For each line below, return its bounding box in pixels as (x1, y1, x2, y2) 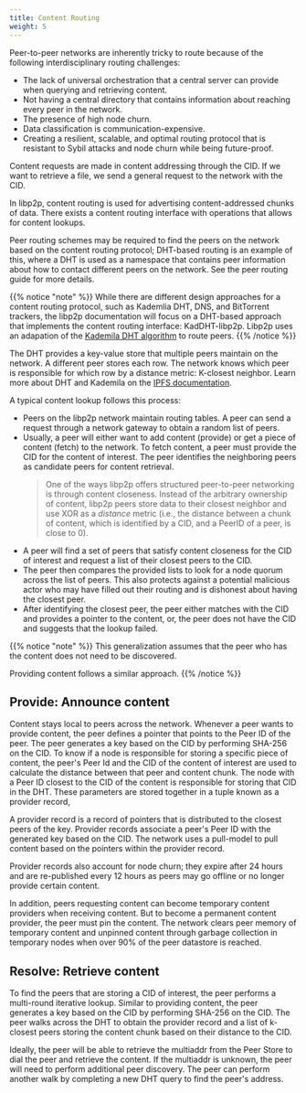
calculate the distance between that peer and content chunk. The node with (9, 767, 295, 778)
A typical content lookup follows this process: (9, 394, 181, 405)
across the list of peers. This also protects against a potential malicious (22, 573, 290, 585)
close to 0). (45, 527, 89, 538)
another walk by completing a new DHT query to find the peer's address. (9, 1074, 284, 1085)
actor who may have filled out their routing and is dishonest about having (22, 584, 298, 595)
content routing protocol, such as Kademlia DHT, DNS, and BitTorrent (9, 301, 269, 312)
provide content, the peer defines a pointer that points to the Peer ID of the (9, 728, 291, 739)
